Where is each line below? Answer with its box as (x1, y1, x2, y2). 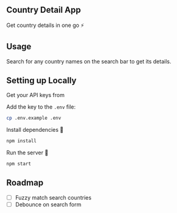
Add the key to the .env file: (6, 103, 76, 110)
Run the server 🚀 (6, 149, 49, 156)
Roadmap (6, 178, 44, 188)
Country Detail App (6, 5, 81, 15)
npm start (6, 161, 32, 167)
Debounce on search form (15, 201, 81, 208)
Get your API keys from (6, 92, 65, 99)
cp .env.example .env (6, 115, 62, 121)
